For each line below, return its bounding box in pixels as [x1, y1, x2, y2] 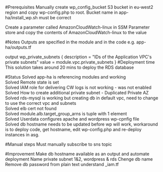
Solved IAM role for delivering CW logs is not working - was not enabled [5, 85, 152, 90]
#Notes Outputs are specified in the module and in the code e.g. [5, 39, 135, 45]
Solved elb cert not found [5, 106, 57, 111]
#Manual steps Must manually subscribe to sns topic [5, 141, 112, 147]
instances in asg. [5, 132, 39, 137]
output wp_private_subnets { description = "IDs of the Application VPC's [5, 54, 152, 60]
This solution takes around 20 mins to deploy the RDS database [5, 64, 134, 70]
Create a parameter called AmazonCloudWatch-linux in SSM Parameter [5, 24, 150, 30]
